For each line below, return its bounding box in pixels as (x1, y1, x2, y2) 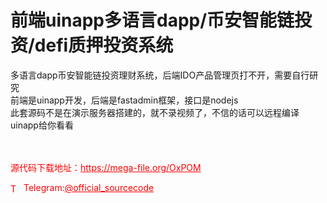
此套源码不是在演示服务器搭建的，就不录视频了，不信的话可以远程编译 (10, 106, 300, 118)
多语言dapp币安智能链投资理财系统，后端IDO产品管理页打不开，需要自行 (10, 69, 310, 81)
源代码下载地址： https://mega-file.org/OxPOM (10, 161, 202, 173)
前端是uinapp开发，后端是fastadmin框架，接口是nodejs (10, 94, 239, 106)
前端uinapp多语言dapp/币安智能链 (10, 9, 295, 32)
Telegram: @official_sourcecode (23, 181, 155, 193)
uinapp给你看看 (10, 119, 74, 131)
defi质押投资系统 (34, 34, 174, 57)
